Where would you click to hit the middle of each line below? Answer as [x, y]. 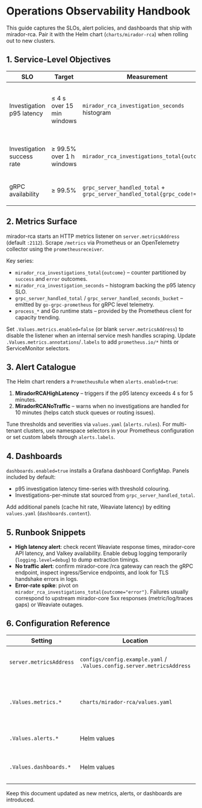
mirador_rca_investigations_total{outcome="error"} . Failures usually [102, 592]
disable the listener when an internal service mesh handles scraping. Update [101, 335]
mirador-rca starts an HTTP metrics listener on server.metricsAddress [93, 236]
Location [135, 640]
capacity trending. [38, 317]
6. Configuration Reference [58, 624]
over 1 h [63, 156]
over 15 [63, 106]
